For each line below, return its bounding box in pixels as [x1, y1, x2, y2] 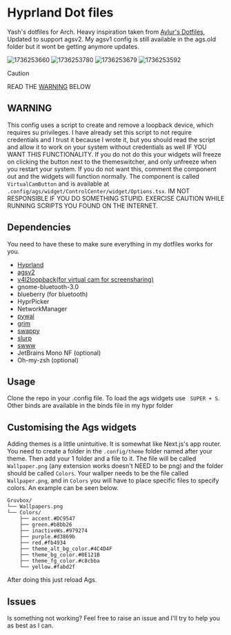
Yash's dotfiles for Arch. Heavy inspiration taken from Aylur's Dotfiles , [7, 28, 205, 36]
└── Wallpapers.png [7, 503, 63, 510]
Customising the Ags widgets [7, 421, 137, 433]
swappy [17, 326, 40, 335]
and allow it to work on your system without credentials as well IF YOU [7, 143, 207, 151]
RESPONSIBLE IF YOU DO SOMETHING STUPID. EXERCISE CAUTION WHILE [7, 194, 225, 202]
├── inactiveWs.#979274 [19, 527, 88, 534]
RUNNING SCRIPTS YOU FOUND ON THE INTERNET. [7, 202, 159, 210]
